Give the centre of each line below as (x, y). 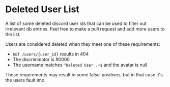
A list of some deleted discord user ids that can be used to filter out (76, 23)
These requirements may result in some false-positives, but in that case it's (84, 74)
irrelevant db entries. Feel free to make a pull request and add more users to (85, 28)
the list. (13, 34)
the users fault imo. (25, 80)
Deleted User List (42, 9)
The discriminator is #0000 (41, 59)
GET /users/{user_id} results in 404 (51, 54)
